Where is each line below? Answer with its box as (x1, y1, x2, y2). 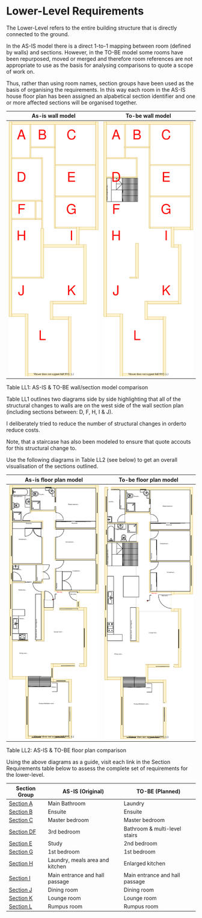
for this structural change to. (6, 445, 77, 452)
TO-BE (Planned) (136, 788, 181, 795)
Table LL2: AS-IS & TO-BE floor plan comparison (6, 747, 126, 754)
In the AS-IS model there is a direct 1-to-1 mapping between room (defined (6, 42, 191, 49)
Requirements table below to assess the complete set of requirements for (6, 765, 188, 772)
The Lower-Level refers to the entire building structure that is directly (6, 24, 177, 31)
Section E (8, 840, 32, 847)
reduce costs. (6, 427, 40, 434)
